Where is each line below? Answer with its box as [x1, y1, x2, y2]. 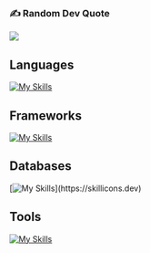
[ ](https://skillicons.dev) [9, 183, 142, 194]
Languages [9, 57, 75, 72]
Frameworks [9, 108, 83, 123]
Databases [9, 158, 73, 174]
